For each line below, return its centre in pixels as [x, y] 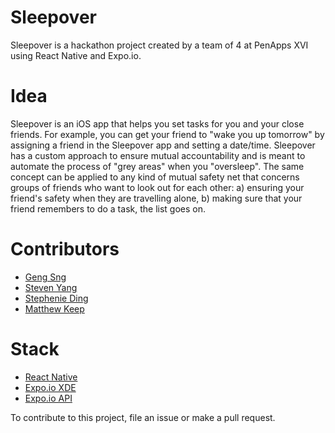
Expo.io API [48, 398]
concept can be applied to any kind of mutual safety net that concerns [155, 177]
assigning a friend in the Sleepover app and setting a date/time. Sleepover [163, 145]
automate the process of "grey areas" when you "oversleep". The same [157, 166]
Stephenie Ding [56, 298]
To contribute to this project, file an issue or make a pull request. [143, 417]
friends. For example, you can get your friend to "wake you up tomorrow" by [167, 134]
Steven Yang [51, 287]
